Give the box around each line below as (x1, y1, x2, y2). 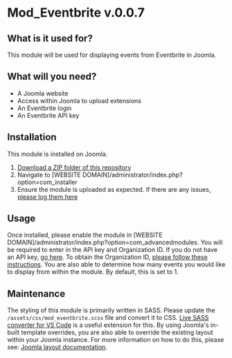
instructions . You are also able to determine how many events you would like (7, 260, 226, 269)
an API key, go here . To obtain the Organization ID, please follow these (7, 253, 208, 261)
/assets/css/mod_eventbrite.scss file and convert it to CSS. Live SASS (7, 314, 209, 322)
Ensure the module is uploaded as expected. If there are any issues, (17, 185, 211, 193)
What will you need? (7, 71, 97, 82)
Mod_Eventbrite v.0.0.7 (7, 5, 145, 21)
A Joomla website (17, 89, 69, 98)
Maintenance (7, 287, 66, 299)
